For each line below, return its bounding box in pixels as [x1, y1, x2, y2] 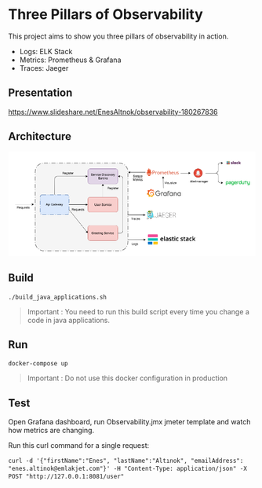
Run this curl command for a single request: [8, 441, 150, 450]
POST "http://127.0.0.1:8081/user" [8, 473, 125, 481]
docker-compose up [8, 360, 68, 368]
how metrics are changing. [8, 426, 95, 435]
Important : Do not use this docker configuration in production [27, 373, 228, 383]
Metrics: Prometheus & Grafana [19, 55, 122, 64]
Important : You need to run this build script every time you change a [27, 306, 249, 316]
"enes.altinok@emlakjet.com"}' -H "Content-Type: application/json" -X [8, 465, 247, 473]
